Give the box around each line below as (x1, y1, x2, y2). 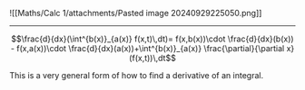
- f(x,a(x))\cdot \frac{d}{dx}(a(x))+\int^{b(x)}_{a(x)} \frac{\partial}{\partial (10, 43, 285, 53)
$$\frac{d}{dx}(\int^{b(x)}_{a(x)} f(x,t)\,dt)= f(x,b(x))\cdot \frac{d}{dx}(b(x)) (11, 33, 294, 44)
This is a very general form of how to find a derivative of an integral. (9, 70, 264, 80)
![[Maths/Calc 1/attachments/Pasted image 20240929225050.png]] (9, 8, 262, 18)
